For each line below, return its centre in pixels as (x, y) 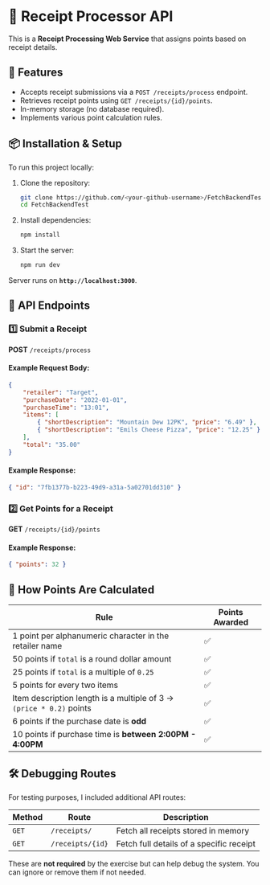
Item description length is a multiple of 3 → (93, 698)
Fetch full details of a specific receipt (186, 843)
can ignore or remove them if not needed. (77, 872)
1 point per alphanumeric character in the (91, 636)
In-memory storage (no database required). (92, 109)
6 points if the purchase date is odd (80, 721)
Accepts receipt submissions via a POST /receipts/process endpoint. (134, 92)
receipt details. (33, 47)
